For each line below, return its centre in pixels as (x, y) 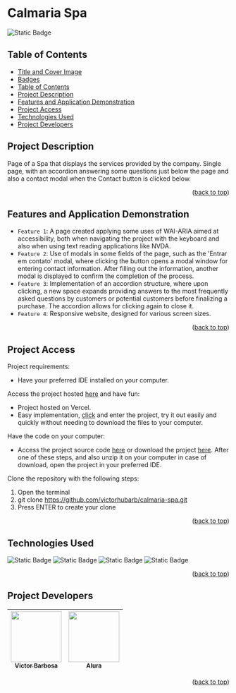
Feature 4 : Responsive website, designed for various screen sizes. (114, 314)
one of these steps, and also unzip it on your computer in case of (112, 457)
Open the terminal (44, 493)
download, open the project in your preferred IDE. (89, 465)
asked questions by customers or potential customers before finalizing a (122, 299)
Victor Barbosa (36, 665)
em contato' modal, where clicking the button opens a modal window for (123, 261)
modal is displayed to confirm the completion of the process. (106, 276)
